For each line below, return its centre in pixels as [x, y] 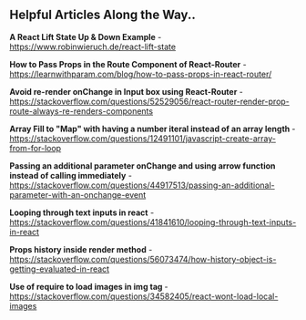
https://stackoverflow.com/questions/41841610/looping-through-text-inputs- [153, 222]
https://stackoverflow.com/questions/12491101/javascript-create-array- [143, 138]
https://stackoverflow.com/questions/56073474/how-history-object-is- [143, 259]
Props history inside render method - [81, 249]
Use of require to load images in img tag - [89, 286]
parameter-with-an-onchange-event [78, 194]
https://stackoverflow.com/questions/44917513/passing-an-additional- [142, 185]
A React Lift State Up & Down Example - [86, 36]
